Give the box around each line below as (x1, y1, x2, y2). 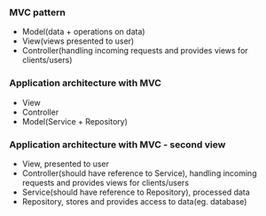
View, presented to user (21, 158, 109, 169)
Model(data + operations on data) (21, 27, 145, 37)
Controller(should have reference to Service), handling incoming (21, 167, 257, 179)
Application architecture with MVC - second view (9, 138, 226, 150)
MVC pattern (9, 6, 66, 19)
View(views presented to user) (21, 36, 135, 46)
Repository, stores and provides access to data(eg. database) (21, 196, 247, 206)
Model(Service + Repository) (21, 116, 129, 126)
